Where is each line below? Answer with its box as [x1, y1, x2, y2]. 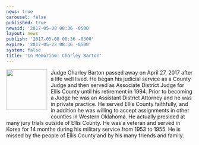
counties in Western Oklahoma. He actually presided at [50, 113, 185, 120]
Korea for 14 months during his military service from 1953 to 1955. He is [6, 125, 181, 133]
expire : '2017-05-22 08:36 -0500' [6, 42, 92, 48]
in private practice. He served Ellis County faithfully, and [50, 100, 188, 107]
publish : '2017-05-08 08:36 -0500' [6, 36, 94, 42]
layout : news [6, 31, 39, 37]
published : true [6, 20, 46, 25]
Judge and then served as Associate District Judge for [50, 81, 185, 89]
